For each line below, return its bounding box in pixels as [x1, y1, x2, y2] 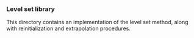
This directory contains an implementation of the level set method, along [6, 19, 189, 26]
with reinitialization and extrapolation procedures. [6, 25, 131, 32]
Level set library [6, 5, 55, 13]
